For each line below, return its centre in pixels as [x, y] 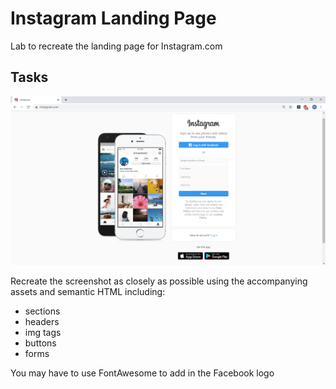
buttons [40, 343]
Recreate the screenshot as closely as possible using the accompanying [159, 281]
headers [42, 321]
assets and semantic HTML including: [88, 291]
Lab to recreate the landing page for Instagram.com [116, 46]
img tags [43, 332]
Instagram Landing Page [113, 18]
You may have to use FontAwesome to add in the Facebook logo [142, 373]
